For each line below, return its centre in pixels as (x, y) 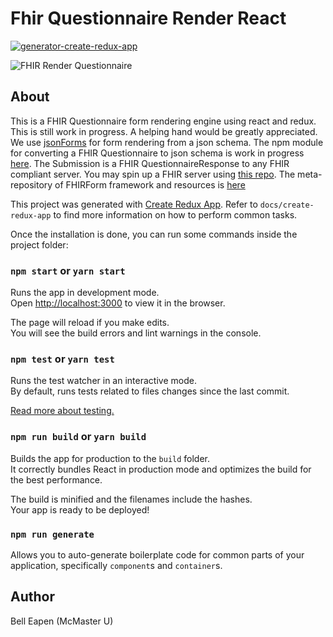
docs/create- (287, 205)
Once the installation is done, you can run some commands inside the (154, 234)
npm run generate (52, 534)
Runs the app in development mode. (85, 293)
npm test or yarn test (62, 359)
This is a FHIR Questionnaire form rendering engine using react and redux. (163, 121)
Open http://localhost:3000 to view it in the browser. (118, 303)
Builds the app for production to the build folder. (110, 458)
